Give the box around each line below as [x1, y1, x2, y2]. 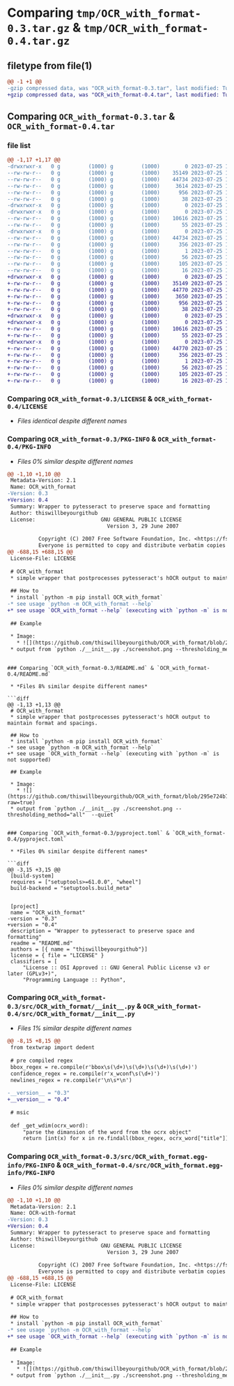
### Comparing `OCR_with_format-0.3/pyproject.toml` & [7, 830, 170, 837]
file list [7, 140, 31, 150]
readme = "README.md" [10, 940, 73, 947]
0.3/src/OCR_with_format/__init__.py [7, 1002, 136, 1010]
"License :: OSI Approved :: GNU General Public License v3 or [22, 964, 210, 972]
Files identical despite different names [17, 417, 127, 425]
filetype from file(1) [7, 59, 93, 71]
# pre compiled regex [10, 1057, 73, 1064]
